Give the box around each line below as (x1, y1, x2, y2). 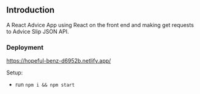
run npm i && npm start (15, 81, 75, 88)
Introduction (6, 5, 55, 15)
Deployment (6, 43, 44, 52)
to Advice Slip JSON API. (6, 28, 69, 35)
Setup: (6, 69, 23, 76)
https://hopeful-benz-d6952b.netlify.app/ (6, 57, 111, 65)
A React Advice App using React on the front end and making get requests (6, 21, 194, 28)
